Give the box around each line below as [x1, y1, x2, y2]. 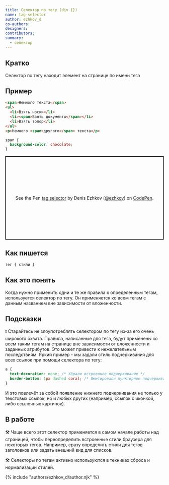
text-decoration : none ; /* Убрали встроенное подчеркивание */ [10, 372, 145, 377]
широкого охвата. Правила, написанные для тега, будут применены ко [5, 336, 158, 342]
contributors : [5, 31, 35, 36]
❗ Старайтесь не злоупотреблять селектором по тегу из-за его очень [5, 328, 154, 334]
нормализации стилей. [5, 464, 54, 470]
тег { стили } [5, 262, 35, 267]
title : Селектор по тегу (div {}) [5, 7, 78, 13]
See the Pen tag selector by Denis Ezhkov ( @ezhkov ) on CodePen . [15, 195, 154, 201]
